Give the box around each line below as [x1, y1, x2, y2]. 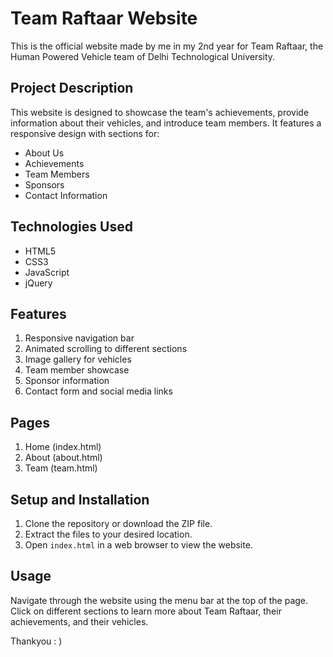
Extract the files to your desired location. [24, 528, 193, 540]
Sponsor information [24, 375, 110, 387]
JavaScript [24, 266, 70, 278]
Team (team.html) [24, 462, 98, 474]
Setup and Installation [10, 491, 150, 508]
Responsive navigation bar [24, 332, 135, 344]
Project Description [10, 80, 134, 97]
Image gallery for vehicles [24, 353, 132, 366]
